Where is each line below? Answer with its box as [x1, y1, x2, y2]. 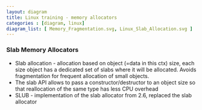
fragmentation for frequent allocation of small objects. [14, 72, 150, 79]
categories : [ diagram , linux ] [6, 20, 85, 26]
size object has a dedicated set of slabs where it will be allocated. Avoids [14, 66, 197, 73]
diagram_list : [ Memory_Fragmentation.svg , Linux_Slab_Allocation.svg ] [6, 25, 193, 32]
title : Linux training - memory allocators [6, 15, 118, 21]
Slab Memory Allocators [6, 46, 79, 54]
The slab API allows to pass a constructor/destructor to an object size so [14, 79, 196, 86]
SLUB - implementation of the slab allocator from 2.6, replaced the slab [14, 91, 192, 99]
